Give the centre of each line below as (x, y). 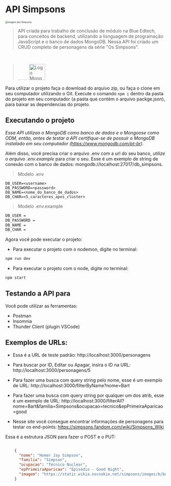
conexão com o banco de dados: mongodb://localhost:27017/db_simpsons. (84, 164)
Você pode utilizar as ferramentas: (41, 306)
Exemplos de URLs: (36, 343)
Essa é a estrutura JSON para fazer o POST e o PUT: (61, 437)
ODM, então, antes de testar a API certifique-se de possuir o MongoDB (80, 138)
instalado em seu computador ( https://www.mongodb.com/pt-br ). (75, 143)
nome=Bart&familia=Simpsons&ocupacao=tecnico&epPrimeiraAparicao (88, 406)
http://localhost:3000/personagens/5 (51, 370)
